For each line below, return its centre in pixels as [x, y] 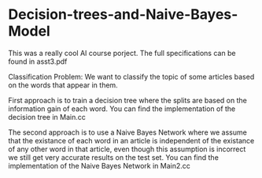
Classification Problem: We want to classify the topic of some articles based [131, 76]
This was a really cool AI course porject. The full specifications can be [122, 53]
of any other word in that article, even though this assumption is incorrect [127, 149]
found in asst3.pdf [38, 61]
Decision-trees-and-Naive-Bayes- [123, 15]
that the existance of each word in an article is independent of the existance [131, 140]
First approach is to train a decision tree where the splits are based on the [128, 100]
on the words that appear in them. [63, 85]
